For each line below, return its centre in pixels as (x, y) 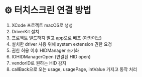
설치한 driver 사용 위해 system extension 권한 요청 (62, 44)
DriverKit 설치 (25, 31)
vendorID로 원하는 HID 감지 (39, 63)
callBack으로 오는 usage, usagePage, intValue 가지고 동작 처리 (74, 69)
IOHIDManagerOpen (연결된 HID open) (51, 56)
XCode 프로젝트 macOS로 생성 (42, 25)
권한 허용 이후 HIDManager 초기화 (45, 50)
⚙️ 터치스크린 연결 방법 (48, 10)
